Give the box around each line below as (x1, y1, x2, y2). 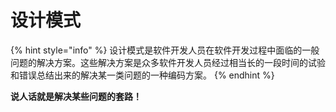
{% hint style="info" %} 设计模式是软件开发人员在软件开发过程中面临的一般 (10, 44, 320, 56)
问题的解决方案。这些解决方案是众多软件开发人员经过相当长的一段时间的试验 (10, 56, 326, 68)
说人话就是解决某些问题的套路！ (10, 90, 142, 102)
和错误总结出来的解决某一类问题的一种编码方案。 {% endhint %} (10, 69, 275, 81)
